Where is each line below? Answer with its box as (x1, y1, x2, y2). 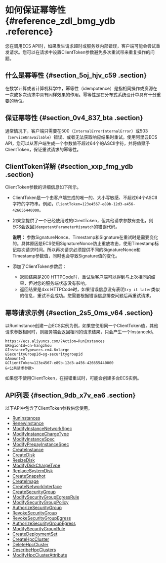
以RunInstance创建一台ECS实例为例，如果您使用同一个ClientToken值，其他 (5, 323, 159, 329)
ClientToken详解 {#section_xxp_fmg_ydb (5, 162, 133, 171)
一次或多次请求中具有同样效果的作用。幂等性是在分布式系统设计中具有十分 (5, 91, 157, 97)
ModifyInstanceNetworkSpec (12, 426, 73, 432)
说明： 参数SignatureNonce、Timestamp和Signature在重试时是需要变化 (12, 234, 158, 241)
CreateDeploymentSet (12, 531, 58, 537)
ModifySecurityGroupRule (12, 526, 66, 531)
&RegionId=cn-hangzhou (5, 343, 52, 348)
